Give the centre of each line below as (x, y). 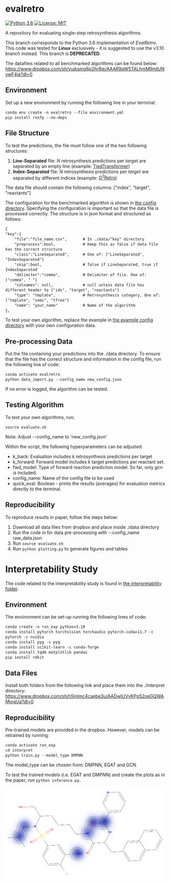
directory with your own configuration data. (51, 325)
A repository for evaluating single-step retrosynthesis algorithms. (74, 33)
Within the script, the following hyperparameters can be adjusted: (74, 447)
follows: (13, 219)
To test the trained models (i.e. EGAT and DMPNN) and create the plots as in (85, 775)
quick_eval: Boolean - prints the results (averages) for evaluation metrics (89, 483)
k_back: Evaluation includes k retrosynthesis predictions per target (82, 456)
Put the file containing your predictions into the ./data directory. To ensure (83, 354)
